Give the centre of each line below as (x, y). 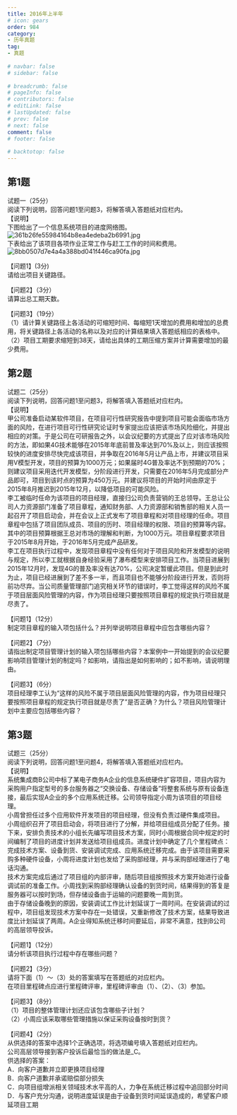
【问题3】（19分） (33, 313)
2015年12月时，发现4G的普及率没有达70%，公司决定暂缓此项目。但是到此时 (118, 568)
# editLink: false (34, 106)
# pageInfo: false (34, 93)
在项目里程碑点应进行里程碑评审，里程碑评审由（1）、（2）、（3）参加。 (108, 986)
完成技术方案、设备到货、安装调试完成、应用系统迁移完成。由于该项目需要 (115, 850)
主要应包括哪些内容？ (50, 710)
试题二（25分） (30, 391)
